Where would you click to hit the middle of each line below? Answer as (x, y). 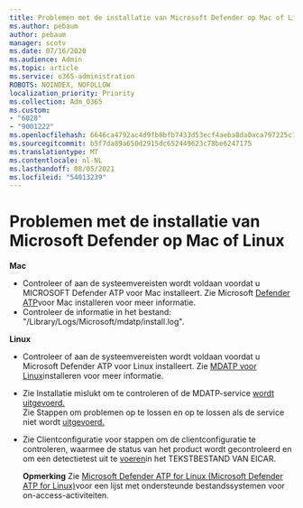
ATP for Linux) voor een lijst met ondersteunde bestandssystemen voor (154, 486)
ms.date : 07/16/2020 (48, 51)
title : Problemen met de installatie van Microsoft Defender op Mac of (147, 18)
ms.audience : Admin (46, 60)
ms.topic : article (44, 69)
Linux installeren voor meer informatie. (93, 376)
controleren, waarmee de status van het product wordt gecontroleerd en (157, 449)
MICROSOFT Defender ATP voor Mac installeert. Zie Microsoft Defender (156, 293)
